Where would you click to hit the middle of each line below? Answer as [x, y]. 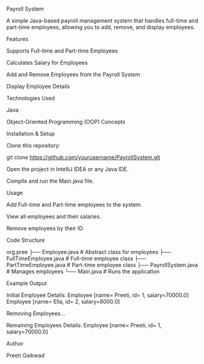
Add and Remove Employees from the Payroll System [73, 75]
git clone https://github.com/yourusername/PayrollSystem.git [83, 157]
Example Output [27, 283]
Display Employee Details [38, 86]
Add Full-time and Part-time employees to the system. [74, 205]
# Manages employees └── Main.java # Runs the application [83, 271]
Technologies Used [31, 98]
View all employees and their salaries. [54, 217]
